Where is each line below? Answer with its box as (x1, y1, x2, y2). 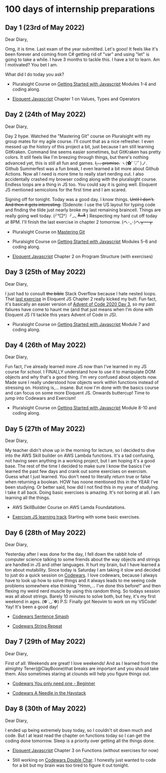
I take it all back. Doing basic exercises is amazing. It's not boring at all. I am (5, 490, 160, 496)
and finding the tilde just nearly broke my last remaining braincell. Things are (5, 207, 161, 213)
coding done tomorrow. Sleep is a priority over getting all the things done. (5, 738, 155, 744)
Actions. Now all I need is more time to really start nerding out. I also (5, 171, 144, 177)
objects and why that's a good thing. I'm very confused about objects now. (5, 374, 158, 380)
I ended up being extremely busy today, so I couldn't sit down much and (5, 727, 152, 733)
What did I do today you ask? (5, 71, 64, 77)
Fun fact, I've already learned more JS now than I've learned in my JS (5, 364, 147, 370)
